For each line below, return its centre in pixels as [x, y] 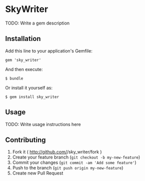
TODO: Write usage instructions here [43, 124]
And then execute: [24, 69]
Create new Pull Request [38, 173]
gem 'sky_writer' [23, 60]
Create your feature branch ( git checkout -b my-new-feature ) [76, 157]
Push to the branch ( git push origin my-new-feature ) [68, 168]
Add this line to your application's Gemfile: [49, 50]
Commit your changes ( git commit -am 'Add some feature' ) [74, 162]
